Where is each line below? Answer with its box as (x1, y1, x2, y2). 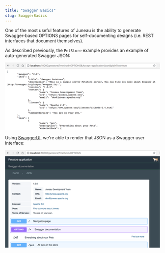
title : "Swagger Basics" (5, 8, 56, 13)
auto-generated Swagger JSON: (5, 52, 70, 59)
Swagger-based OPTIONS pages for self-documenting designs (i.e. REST (5, 32, 154, 38)
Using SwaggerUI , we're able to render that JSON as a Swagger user (5, 135, 145, 141)
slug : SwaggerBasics (5, 13, 48, 18)
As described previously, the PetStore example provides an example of (5, 47, 149, 53)
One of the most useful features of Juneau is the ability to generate (5, 27, 141, 33)
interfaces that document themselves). (5, 37, 83, 44)
